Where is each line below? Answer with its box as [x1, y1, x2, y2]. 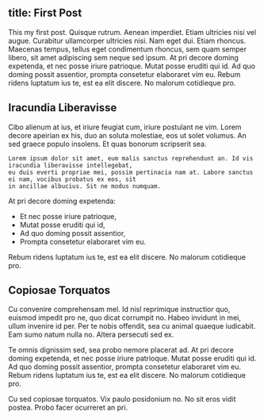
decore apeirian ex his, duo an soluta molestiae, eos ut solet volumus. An [8, 130, 247, 140]
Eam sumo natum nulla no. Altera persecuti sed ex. [8, 329, 174, 340]
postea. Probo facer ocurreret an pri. [8, 403, 128, 412]
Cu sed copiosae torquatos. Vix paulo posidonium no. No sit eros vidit [8, 395, 236, 404]
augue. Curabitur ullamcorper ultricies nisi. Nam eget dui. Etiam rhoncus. [8, 36, 247, 45]
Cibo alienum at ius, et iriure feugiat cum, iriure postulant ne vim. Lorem [8, 122, 242, 132]
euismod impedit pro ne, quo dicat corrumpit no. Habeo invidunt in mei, [8, 313, 242, 322]
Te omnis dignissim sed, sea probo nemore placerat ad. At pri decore [8, 345, 234, 355]
